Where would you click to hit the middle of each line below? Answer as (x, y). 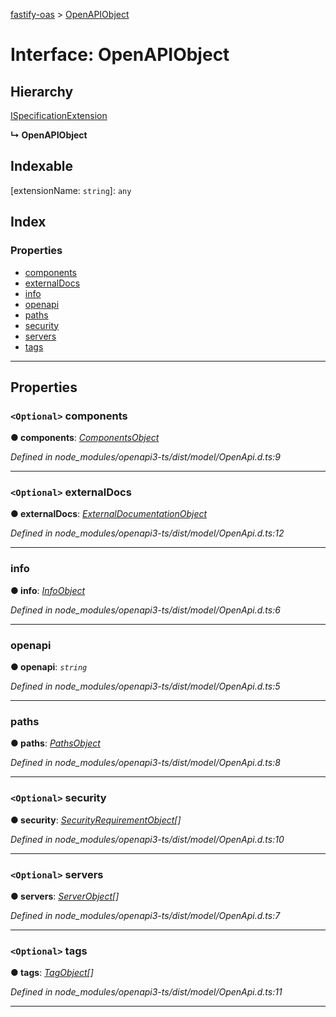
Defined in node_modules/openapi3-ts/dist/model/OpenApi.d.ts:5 (145, 686)
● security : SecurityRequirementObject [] (96, 820)
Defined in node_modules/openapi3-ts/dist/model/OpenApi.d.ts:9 (145, 457)
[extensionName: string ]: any (71, 190)
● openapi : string (49, 667)
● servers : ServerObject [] (65, 896)
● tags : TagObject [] (52, 973)
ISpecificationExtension (59, 115)
